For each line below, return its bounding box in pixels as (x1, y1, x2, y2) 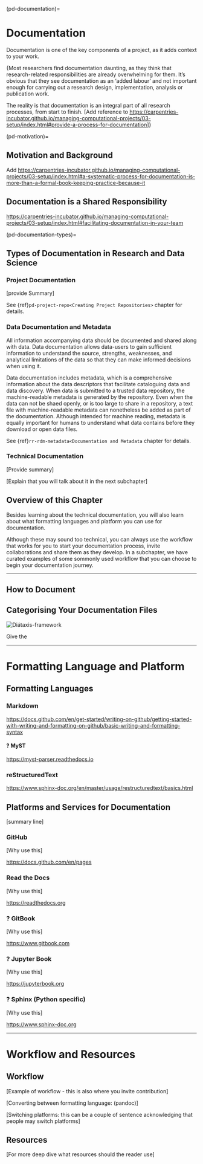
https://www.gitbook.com (6, 939, 70, 946)
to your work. (6, 53, 40, 60)
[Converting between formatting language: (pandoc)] (6, 1099, 139, 1107)
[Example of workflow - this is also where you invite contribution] (6, 1087, 169, 1094)
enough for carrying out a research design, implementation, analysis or (6, 83, 183, 91)
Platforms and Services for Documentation (6, 802, 171, 812)
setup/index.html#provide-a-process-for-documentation (6, 121, 147, 128)
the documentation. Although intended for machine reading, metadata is (6, 412, 186, 419)
